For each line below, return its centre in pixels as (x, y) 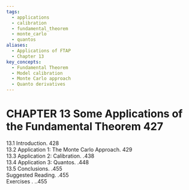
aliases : (17, 46)
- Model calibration (37, 73)
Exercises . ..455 (27, 181)
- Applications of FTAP (41, 51)
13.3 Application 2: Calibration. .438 (50, 156)
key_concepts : (24, 62)
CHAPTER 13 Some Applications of (94, 114)
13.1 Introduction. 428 (33, 143)
